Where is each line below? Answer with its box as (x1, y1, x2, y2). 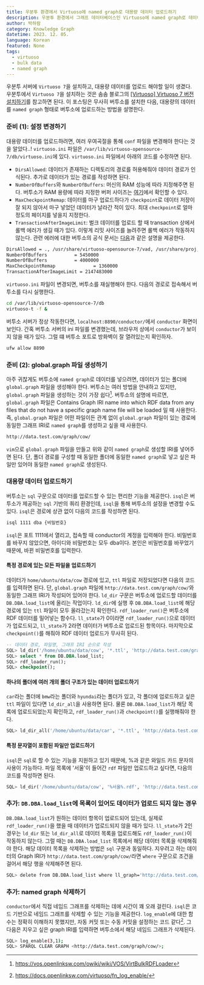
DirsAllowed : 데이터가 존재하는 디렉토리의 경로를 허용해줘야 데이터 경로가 (15, 165, 189, 173)
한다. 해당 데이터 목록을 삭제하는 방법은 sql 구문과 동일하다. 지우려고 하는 (12, 844, 186, 852)
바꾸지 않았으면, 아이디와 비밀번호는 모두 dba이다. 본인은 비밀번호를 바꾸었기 (12, 539, 194, 546)
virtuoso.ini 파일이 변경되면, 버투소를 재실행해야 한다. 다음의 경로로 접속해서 (6, 280, 191, 288)
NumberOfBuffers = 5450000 (6, 252, 99, 258)
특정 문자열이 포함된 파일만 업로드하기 (6, 742, 95, 749)
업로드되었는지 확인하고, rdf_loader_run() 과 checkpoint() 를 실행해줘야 (17, 708, 189, 715)
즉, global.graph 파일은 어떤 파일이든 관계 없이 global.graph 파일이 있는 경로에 (6, 414, 196, 421)
